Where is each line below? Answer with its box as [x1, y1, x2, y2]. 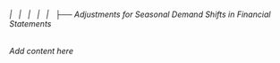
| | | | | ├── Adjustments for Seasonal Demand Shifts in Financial [9, 9, 271, 20]
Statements [9, 18, 52, 28]
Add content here [9, 46, 74, 57]
